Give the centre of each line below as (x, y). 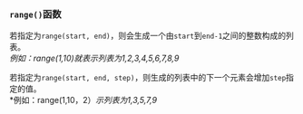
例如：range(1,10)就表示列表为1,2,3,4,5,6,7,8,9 (94, 58)
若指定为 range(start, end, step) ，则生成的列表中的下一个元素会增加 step (148, 78)
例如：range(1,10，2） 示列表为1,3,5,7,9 (85, 100)
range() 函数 (35, 14)
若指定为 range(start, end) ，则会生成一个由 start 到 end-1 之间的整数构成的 (148, 36)
